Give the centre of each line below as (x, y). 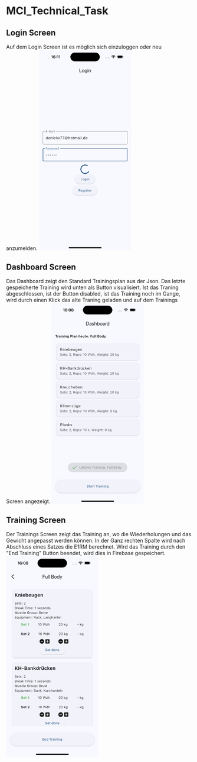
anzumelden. (22, 248)
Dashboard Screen (41, 267)
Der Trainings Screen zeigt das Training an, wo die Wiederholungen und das (99, 534)
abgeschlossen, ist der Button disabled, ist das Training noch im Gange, (93, 294)
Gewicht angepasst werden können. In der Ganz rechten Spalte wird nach (96, 541)
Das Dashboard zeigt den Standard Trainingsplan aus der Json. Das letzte (96, 281)
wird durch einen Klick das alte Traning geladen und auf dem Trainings (92, 300)
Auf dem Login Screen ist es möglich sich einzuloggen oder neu (84, 47)
